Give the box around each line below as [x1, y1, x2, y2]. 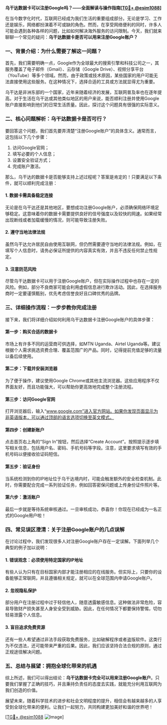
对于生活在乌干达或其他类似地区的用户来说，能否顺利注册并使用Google [13, 96, 160, 102]
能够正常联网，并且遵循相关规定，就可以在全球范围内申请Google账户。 [9, 575, 155, 581]
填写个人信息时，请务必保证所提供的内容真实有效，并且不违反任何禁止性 [5, 248, 153, 253]
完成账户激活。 [12, 163, 43, 169]
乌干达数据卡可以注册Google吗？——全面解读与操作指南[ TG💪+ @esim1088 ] [5, 5, 162, 10]
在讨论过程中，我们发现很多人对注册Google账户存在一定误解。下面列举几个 [5, 538, 160, 545]
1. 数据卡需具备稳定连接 [5, 192, 53, 198]
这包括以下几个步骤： [5, 134, 49, 140]
